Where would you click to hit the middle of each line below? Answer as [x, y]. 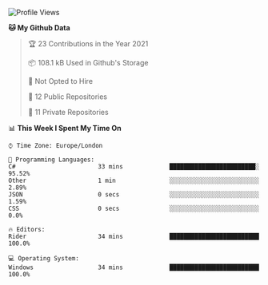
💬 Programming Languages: [51, 160]
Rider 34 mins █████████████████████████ [134, 236]
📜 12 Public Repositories [68, 97]
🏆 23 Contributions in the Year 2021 [88, 44]
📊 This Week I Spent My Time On [65, 128]
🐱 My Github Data [39, 28]
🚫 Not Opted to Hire [60, 81]
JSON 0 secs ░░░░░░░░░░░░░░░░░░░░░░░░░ [134, 195]
